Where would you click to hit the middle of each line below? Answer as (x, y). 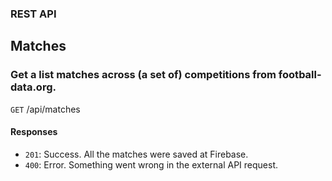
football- (300, 75)
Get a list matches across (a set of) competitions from (143, 75)
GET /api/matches (45, 109)
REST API (33, 14)
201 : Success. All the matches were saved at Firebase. (136, 154)
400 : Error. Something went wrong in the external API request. (151, 164)
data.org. (33, 87)
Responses (34, 132)
